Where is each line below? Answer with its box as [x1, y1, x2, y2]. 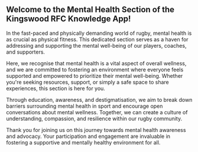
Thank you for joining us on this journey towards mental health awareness [6, 126, 186, 133]
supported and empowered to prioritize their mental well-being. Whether [6, 72, 183, 79]
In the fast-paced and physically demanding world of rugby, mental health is [6, 29, 192, 37]
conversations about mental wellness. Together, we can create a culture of [6, 108, 188, 115]
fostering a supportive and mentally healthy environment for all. [6, 138, 161, 146]
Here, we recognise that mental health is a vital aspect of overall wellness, [6, 60, 187, 67]
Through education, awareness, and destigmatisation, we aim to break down [6, 96, 193, 103]
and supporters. [6, 48, 46, 55]
